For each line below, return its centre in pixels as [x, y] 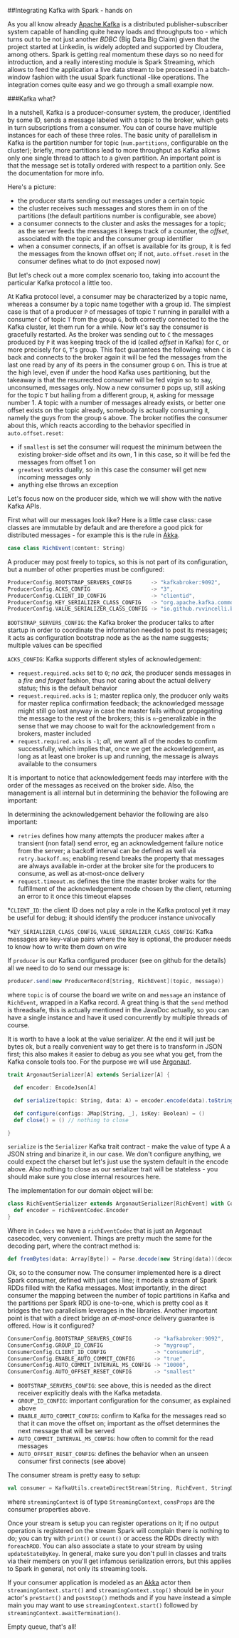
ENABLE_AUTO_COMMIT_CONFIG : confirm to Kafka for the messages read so [122, 1416]
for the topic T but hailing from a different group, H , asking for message [111, 395]
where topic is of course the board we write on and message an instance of [117, 995]
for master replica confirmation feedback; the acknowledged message [121, 703]
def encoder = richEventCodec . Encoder [71, 1211]
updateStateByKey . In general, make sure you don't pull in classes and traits [117, 1553]
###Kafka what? [31, 98]
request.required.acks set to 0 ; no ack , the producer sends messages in [124, 673]
